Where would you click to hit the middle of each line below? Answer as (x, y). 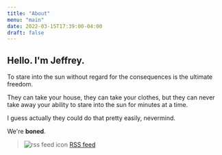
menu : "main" (26, 20)
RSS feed (83, 145)
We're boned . (26, 132)
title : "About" (29, 13)
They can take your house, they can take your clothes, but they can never (111, 97)
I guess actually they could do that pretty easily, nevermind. (91, 118)
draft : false (26, 33)
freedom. (20, 84)
